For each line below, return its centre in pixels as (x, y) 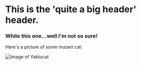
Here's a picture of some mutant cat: (44, 47)
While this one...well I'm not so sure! (52, 36)
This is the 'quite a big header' (71, 9)
